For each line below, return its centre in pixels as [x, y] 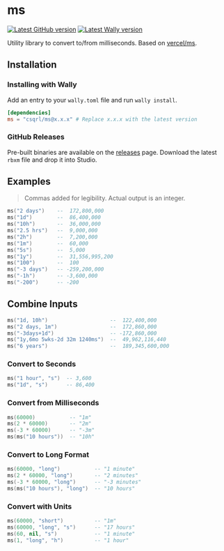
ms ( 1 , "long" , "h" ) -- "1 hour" [68, 540]
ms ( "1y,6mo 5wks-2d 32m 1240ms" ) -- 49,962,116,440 [87, 340]
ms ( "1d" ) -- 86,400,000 [54, 218]
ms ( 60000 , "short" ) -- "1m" [62, 521]
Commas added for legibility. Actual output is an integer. [105, 198]
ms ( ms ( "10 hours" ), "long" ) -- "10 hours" [71, 488]
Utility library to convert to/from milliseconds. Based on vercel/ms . [102, 43]
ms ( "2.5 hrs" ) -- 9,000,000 [53, 231]
